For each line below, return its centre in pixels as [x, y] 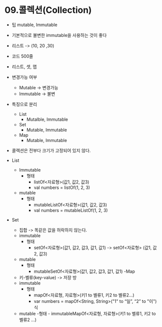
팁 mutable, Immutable [34, 25]
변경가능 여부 [24, 77]
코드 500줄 [22, 56]
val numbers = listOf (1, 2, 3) [62, 187]
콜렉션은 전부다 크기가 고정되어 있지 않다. [51, 150]
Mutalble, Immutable [47, 119]
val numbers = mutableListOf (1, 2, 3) [71, 210]
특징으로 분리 [24, 104]
